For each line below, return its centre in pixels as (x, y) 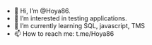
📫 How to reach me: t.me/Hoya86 (64, 34)
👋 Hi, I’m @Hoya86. (42, 11)
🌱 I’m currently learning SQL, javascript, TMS (80, 26)
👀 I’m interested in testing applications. (70, 18)
